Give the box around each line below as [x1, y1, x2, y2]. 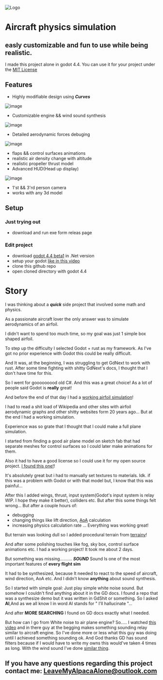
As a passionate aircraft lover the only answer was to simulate [5, 316, 129, 322]
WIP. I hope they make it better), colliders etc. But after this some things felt [5, 497, 156, 503]
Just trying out [5, 219, 41, 225]
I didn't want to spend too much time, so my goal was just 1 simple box [5, 331, 147, 336]
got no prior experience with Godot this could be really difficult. [5, 350, 132, 356]
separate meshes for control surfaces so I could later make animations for [5, 443, 153, 449]
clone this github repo [12, 263, 56, 269]
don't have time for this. [5, 370, 52, 376]
